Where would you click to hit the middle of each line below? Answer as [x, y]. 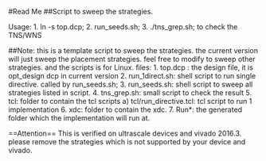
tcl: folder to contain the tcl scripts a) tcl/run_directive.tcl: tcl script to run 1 [130, 101]
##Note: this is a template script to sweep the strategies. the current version [133, 50]
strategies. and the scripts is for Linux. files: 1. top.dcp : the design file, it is [131, 67]
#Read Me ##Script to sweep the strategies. [81, 11]
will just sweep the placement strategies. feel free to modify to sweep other [132, 59]
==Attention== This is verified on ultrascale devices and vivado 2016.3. [125, 133]
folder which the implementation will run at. [79, 118]
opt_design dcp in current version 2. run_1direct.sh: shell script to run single [132, 76]
